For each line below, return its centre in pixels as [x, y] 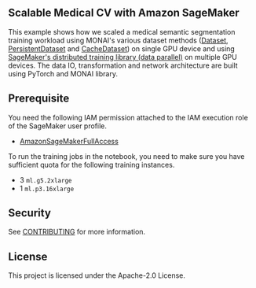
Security [29, 213]
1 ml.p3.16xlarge [47, 188]
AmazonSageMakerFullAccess [69, 141]
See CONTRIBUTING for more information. [77, 232]
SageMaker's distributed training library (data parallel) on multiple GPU [123, 57]
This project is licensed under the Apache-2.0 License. [97, 275]
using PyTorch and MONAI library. [63, 73]
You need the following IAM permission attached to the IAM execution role [128, 117]
